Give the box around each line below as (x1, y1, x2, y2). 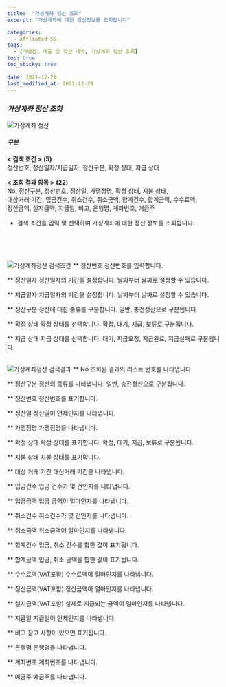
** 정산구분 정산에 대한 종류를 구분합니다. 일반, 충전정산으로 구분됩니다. (7, 305, 199, 314)
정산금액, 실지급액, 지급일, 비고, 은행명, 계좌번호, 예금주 (7, 204, 156, 212)
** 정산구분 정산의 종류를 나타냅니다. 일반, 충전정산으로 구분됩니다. (7, 380, 185, 388)
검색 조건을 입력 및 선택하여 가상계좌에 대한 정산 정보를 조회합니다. (16, 218, 195, 227)
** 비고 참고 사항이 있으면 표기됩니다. (7, 628, 106, 637)
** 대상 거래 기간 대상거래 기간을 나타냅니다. (7, 467, 125, 475)
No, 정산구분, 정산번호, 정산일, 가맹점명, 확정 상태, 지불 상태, (7, 187, 168, 195)
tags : (7, 42, 23, 49)
